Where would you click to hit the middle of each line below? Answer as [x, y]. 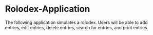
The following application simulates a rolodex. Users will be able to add [76, 22]
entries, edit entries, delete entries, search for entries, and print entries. [77, 27]
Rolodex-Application [48, 9]
